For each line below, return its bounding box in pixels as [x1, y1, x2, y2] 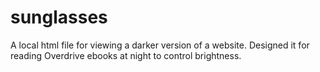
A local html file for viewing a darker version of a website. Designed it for [10, 39, 310, 51]
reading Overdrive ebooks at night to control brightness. [10, 49, 242, 61]
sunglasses [10, 6, 108, 29]
